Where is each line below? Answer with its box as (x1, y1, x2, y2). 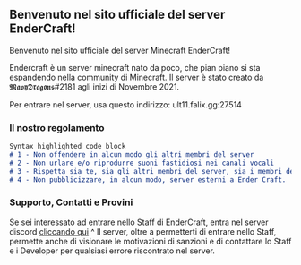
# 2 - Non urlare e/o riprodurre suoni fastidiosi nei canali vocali (9, 158, 275, 167)
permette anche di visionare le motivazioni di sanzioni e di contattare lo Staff (9, 235, 292, 246)
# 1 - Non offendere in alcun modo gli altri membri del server (9, 150, 254, 159)
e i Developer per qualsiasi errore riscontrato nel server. (9, 245, 215, 256)
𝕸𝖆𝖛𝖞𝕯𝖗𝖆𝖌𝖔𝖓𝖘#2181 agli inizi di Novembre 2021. (9, 81, 180, 92)
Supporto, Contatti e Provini (9, 196, 133, 209)
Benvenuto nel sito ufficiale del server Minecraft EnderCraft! (9, 45, 231, 56)
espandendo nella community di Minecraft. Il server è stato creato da (9, 72, 264, 82)
